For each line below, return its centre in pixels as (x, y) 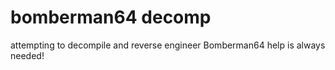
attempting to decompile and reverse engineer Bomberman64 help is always (168, 45)
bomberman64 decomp (111, 17)
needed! (27, 55)
